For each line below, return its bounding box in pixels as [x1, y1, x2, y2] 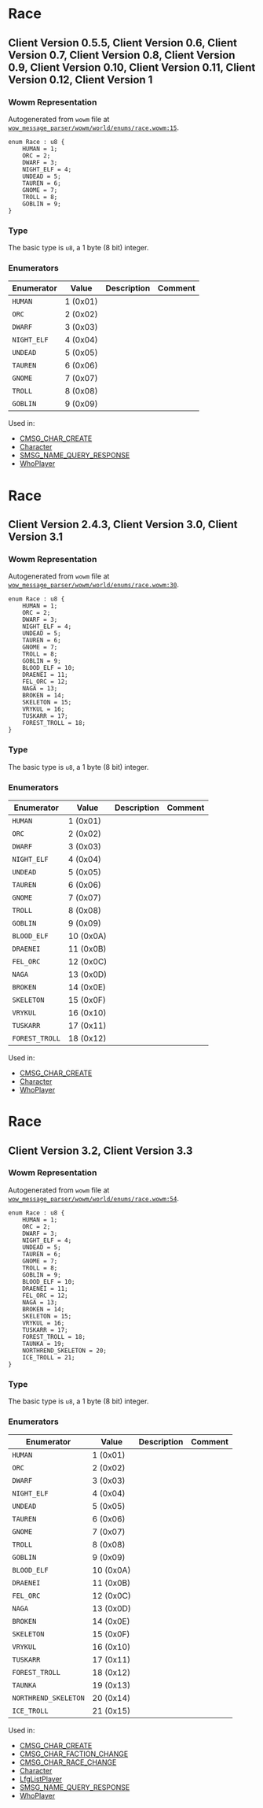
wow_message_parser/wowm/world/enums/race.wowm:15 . [8, 123, 179, 132]
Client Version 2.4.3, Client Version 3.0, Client [8, 518, 238, 531]
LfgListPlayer [19, 1774, 63, 1784]
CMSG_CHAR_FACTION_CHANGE [19, 1749, 129, 1759]
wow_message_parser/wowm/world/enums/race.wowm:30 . [8, 580, 179, 590]
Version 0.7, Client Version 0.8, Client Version [8, 48, 236, 61]
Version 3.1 [8, 531, 64, 544]
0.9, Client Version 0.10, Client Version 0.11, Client [8, 61, 256, 74]
